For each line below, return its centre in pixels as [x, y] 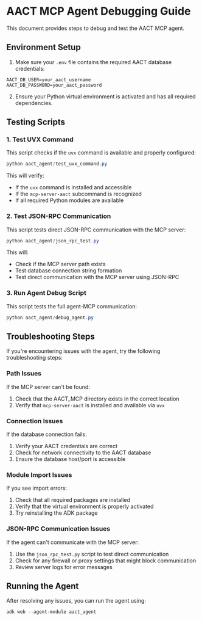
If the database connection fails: [47, 434]
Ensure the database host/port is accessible [70, 459]
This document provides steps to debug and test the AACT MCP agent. [95, 28]
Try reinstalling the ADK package [56, 513]
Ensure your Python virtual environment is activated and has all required [105, 96]
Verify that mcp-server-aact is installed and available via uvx [90, 405]
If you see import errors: [37, 488]
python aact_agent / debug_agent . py [50, 318]
